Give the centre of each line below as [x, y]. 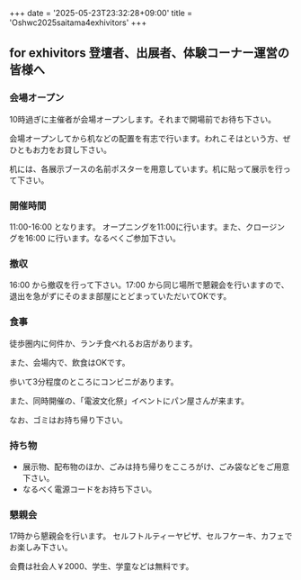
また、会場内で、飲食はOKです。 [70, 362]
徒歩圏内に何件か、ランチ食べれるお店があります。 [103, 343]
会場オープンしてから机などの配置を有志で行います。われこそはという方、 [146, 138]
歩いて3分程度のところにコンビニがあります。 [94, 381]
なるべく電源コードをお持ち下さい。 [89, 489]
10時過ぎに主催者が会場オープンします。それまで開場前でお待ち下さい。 [143, 119]
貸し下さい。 [88, 150]
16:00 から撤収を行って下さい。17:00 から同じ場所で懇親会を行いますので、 [149, 285]
